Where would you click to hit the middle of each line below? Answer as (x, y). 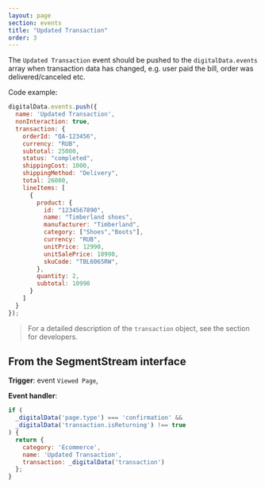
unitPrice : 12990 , (74, 246)
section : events (35, 23)
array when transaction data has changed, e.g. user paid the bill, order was (131, 69)
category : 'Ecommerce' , (62, 447)
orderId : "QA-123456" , (60, 136)
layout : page (30, 15)
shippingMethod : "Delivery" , (71, 173)
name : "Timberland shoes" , (88, 217)
